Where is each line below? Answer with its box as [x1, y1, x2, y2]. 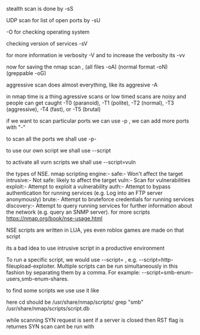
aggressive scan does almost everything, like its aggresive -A [6, 81, 157, 88]
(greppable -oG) [6, 70, 47, 77]
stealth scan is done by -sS [6, 5, 74, 12]
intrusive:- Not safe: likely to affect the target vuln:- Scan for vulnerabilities [6, 177, 190, 184]
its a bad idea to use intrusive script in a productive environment [6, 244, 165, 252]
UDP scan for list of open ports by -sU [6, 17, 101, 23]
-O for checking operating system [6, 28, 90, 35]
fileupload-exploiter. [6, 262, 56, 270]
